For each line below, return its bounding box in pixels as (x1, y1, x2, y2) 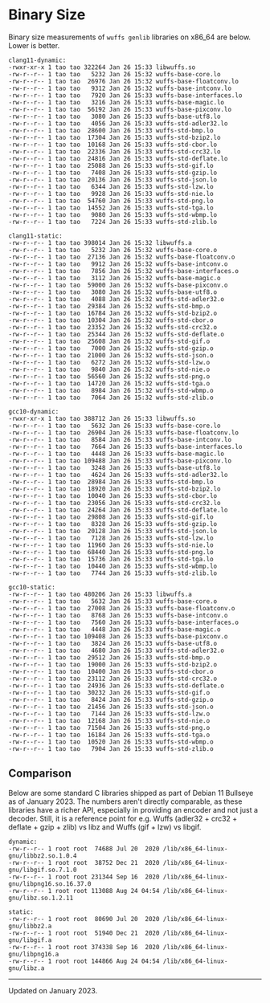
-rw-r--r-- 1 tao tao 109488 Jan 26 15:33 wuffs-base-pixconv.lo (8, 456, 231, 465)
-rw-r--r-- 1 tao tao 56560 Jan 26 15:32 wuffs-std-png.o (8, 372, 211, 381)
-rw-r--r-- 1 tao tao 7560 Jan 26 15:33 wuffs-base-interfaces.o (8, 618, 239, 626)
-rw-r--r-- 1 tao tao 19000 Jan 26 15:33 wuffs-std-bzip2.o (8, 660, 218, 668)
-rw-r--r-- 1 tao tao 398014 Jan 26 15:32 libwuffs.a (8, 239, 193, 247)
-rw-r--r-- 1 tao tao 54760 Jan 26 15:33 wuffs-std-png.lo (8, 197, 215, 205)
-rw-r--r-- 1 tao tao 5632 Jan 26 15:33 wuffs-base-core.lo (8, 422, 221, 430)
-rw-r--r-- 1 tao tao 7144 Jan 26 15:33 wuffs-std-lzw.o (8, 709, 211, 718)
